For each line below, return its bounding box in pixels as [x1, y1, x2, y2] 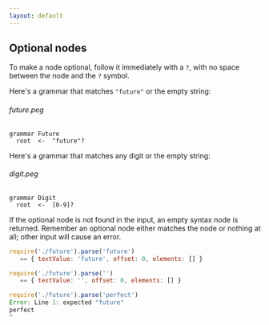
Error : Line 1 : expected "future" [9, 299, 125, 307]
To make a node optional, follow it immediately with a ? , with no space [9, 62, 239, 72]
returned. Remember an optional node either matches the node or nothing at [9, 223, 261, 233]
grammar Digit [9, 194, 57, 202]
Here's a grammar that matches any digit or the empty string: [9, 150, 211, 160]
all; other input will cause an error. [9, 231, 122, 241]
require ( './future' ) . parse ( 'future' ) [9, 247, 135, 255]
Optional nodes [9, 42, 87, 55]
